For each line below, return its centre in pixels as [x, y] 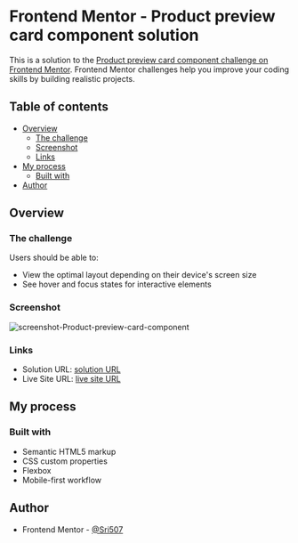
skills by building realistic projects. [72, 78]
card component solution [104, 35]
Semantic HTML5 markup [69, 451]
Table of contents [59, 107]
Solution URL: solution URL [72, 369]
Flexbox [36, 470]
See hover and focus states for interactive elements [117, 284]
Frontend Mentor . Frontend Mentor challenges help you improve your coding [149, 69]
